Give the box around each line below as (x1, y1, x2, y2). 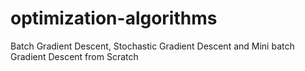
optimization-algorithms (10, 7, 218, 30)
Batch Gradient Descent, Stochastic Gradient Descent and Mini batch (10, 40, 295, 52)
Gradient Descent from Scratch (10, 50, 139, 62)
